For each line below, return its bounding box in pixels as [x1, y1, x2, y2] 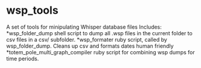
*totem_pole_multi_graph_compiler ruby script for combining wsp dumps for [6, 48, 195, 55]
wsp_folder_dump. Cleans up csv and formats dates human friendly [6, 42, 174, 50]
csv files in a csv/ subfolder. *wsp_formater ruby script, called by [6, 36, 167, 43]
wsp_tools [6, 4, 59, 17]
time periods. [6, 55, 39, 62]
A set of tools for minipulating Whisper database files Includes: [6, 23, 162, 30]
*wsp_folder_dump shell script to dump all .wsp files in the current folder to [6, 29, 193, 36]
